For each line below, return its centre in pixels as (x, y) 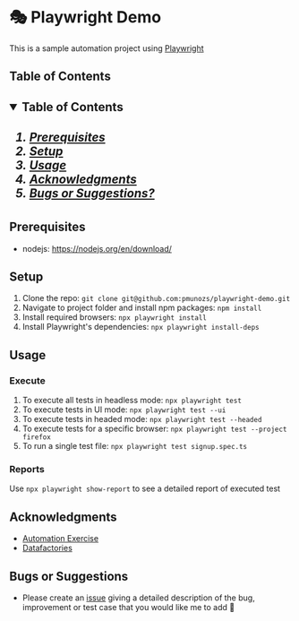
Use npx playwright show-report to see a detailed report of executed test (145, 488)
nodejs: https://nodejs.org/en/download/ (97, 248)
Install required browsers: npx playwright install (115, 317)
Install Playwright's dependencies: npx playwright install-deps (141, 327)
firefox (36, 437)
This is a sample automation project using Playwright (107, 48)
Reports (27, 470)
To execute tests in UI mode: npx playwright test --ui (124, 410)
